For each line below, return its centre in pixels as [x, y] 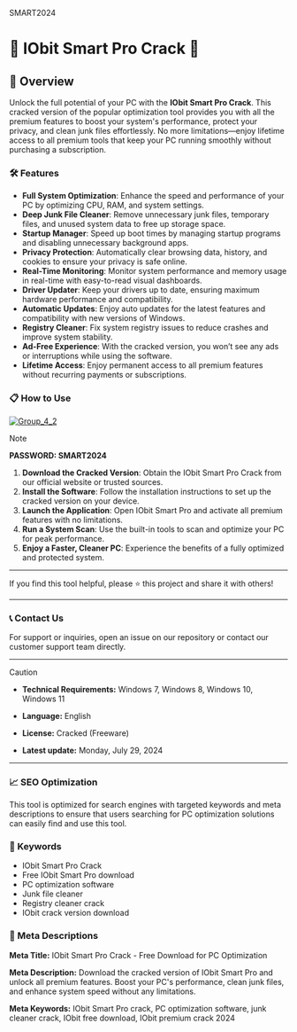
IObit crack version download [76, 913]
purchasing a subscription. [58, 149]
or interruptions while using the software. [97, 356]
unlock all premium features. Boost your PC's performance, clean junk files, [147, 981]
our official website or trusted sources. [92, 481]
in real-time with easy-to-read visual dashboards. [112, 281]
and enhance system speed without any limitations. [103, 991]
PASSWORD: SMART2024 [58, 455]
